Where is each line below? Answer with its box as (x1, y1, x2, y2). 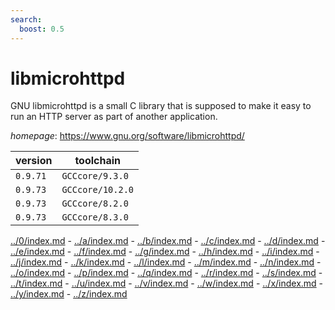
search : (10, 14, 43, 25)
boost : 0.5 (19, 24, 65, 34)
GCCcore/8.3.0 (61, 212, 129, 223)
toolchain (74, 154, 122, 168)
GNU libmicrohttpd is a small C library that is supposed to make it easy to (10, 100, 312, 112)
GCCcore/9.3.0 (61, 171, 129, 182)
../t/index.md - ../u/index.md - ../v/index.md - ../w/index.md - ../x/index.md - (10, 277, 324, 290)
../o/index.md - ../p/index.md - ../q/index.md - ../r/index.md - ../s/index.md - (10, 267, 323, 279)
